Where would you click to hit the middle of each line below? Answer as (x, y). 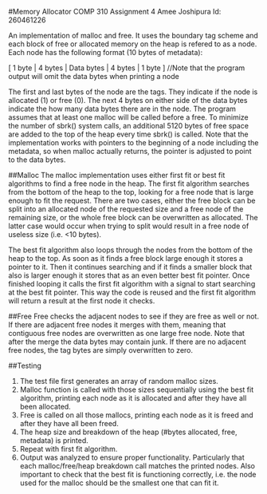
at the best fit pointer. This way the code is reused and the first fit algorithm (132, 292)
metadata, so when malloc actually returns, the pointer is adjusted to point (130, 151)
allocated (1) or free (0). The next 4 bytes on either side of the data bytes (128, 100)
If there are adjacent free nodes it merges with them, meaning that (117, 325)
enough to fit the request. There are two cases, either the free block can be (132, 200)
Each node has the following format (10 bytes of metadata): (106, 52)
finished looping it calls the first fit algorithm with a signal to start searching (132, 284)
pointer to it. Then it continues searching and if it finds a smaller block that (130, 267)
